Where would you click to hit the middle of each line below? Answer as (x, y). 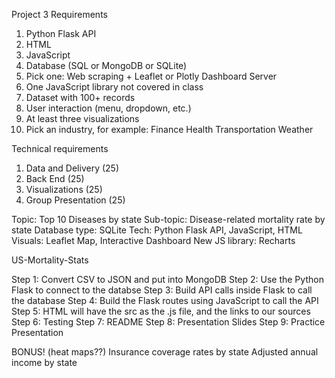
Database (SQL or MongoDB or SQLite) (106, 65)
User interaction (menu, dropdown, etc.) (108, 108)
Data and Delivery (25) (72, 168)
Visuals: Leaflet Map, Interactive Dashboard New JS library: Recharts (153, 240)
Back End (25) (55, 178)
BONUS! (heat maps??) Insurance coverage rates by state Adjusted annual (165, 352)
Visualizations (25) (64, 189)
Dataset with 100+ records (80, 97)
